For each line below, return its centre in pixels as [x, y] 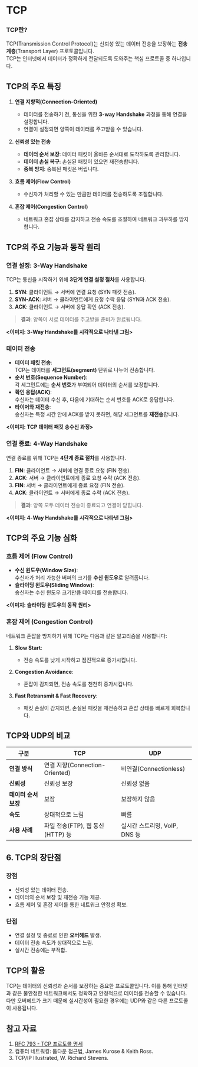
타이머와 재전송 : [33, 407]
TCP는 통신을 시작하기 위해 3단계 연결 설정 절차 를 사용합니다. [76, 279]
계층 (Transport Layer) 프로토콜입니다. [50, 51]
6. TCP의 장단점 [34, 857]
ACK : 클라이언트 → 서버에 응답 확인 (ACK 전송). [70, 307]
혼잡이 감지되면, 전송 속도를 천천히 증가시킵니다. [78, 684]
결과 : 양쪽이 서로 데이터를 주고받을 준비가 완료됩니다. [81, 319]
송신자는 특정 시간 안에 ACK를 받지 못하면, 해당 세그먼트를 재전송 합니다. [97, 414]
